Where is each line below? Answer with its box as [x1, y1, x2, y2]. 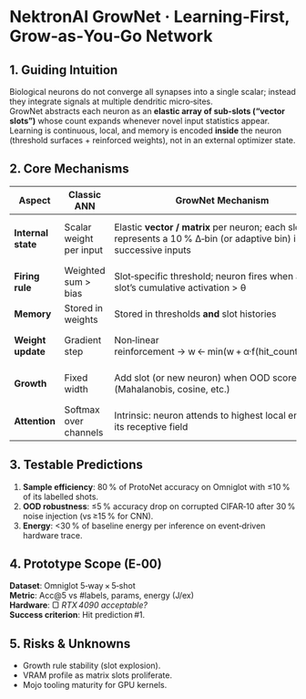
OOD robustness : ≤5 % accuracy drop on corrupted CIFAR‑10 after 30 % [22, 500, 296, 512]
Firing [14, 269, 40, 282]
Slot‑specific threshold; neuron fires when [114, 269, 294, 282]
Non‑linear [114, 333, 159, 346]
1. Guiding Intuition [9, 62, 118, 78]
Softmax [64, 403, 100, 416]
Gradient [64, 333, 102, 346]
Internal [14, 226, 48, 239]
